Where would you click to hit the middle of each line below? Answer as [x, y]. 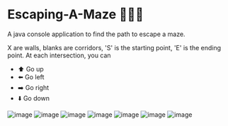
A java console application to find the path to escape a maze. [96, 34]
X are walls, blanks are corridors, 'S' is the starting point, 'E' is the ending [114, 47]
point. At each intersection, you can [59, 55]
